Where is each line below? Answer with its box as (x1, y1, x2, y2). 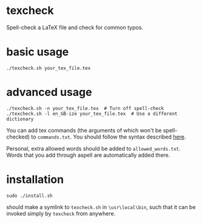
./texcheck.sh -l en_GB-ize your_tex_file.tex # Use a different (6, 111, 178, 117)
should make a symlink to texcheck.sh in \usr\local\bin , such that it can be (6, 203, 196, 210)
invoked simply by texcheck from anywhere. (6, 210, 116, 217)
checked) (6, 133, 30, 140)
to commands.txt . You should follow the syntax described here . (31, 133, 186, 140)
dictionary (6, 116, 34, 122)
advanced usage (6, 86, 92, 99)
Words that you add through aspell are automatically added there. (6, 151, 170, 159)
